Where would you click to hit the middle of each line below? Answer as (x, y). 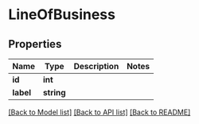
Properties (35, 44)
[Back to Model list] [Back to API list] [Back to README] (99, 112)
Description (96, 66)
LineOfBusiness (62, 15)
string (54, 93)
